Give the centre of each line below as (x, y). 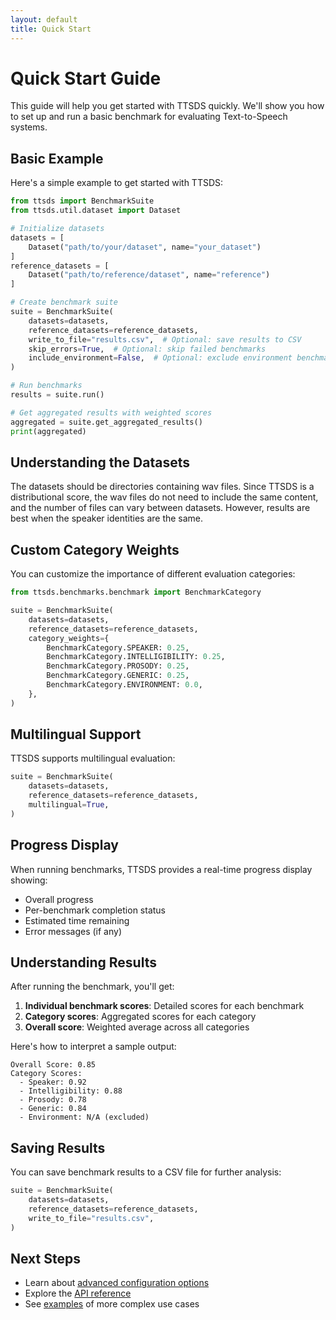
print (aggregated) (48, 431)
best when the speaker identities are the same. (107, 518)
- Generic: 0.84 (53, 1109)
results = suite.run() (57, 395)
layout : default (44, 19)
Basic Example (57, 158)
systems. (29, 127)
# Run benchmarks (46, 386)
